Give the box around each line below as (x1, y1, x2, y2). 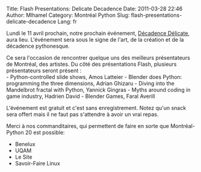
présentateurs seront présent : (6, 67, 82, 74)
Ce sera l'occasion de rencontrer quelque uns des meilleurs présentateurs (6, 54, 191, 61)
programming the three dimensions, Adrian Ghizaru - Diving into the (6, 80, 175, 87)
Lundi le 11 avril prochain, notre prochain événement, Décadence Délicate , (6, 30, 190, 37)
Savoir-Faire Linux (14, 160, 60, 167)
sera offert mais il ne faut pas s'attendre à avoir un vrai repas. (6, 111, 159, 118)
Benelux (14, 141, 36, 147)
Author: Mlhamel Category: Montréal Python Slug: (6, 11, 130, 19)
